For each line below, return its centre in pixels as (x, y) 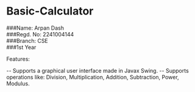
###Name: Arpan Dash (35, 28)
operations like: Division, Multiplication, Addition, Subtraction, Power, (93, 77)
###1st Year (21, 47)
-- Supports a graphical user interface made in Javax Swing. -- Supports (97, 70)
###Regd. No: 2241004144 (40, 34)
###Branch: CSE (27, 41)
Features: (18, 59)
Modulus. (18, 84)
